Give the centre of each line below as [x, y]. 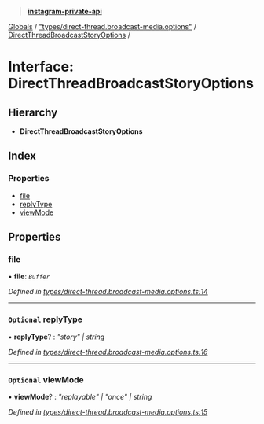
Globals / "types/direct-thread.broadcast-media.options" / [102, 26]
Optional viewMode [46, 379]
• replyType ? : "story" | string [57, 337]
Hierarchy [33, 112]
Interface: [41, 67]
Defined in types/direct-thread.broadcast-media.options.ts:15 [108, 411]
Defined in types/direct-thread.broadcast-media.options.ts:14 [108, 292]
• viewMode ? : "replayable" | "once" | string [80, 396]
